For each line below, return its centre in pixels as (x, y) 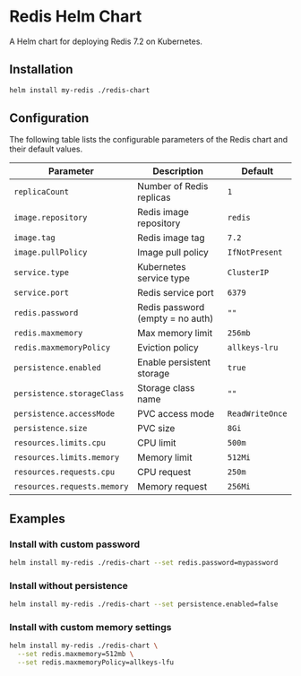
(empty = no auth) (176, 318)
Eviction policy (168, 348)
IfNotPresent (255, 252)
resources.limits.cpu (60, 443)
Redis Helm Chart (76, 17)
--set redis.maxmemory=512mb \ (76, 654)
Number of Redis (173, 186)
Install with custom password (75, 544)
